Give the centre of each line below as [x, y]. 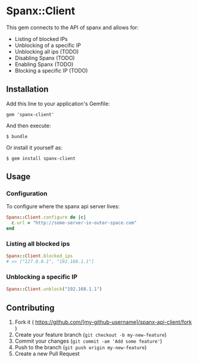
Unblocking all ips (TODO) [47, 51]
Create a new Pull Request [47, 354]
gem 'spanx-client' [30, 114]
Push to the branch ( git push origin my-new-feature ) [81, 348]
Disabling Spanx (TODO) [45, 58]
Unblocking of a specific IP [48, 45]
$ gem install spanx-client [41, 158]
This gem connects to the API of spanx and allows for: [72, 27]
